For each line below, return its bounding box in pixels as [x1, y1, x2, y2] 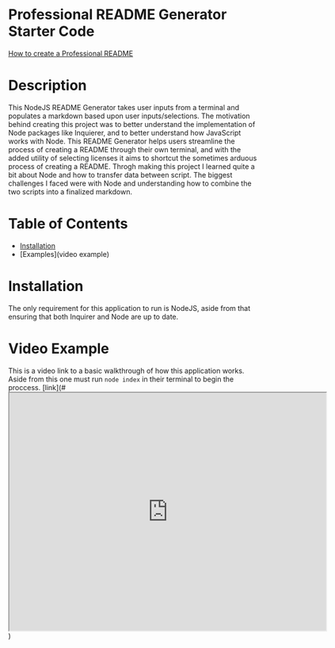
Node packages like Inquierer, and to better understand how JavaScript [8, 128, 242, 137]
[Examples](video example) [19, 249, 109, 259]
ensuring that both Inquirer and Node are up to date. [8, 312, 179, 321]
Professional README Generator [8, 6, 227, 24]
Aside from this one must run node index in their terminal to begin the [8, 374, 234, 384]
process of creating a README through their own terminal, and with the [8, 144, 242, 154]
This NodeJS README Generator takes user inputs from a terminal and [8, 102, 240, 112]
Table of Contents [8, 215, 128, 233]
